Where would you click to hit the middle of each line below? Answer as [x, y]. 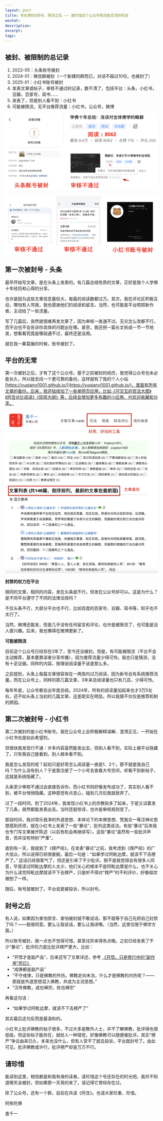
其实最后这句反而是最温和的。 [35, 1018]
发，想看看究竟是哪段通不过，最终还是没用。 [50, 333]
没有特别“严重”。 [39, 838]
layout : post [18, 10]
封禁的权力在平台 [22, 581]
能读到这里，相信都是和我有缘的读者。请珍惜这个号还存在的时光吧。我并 [77, 1077]
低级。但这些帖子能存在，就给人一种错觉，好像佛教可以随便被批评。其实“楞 [81, 1035]
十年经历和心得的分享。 [28, 288]
